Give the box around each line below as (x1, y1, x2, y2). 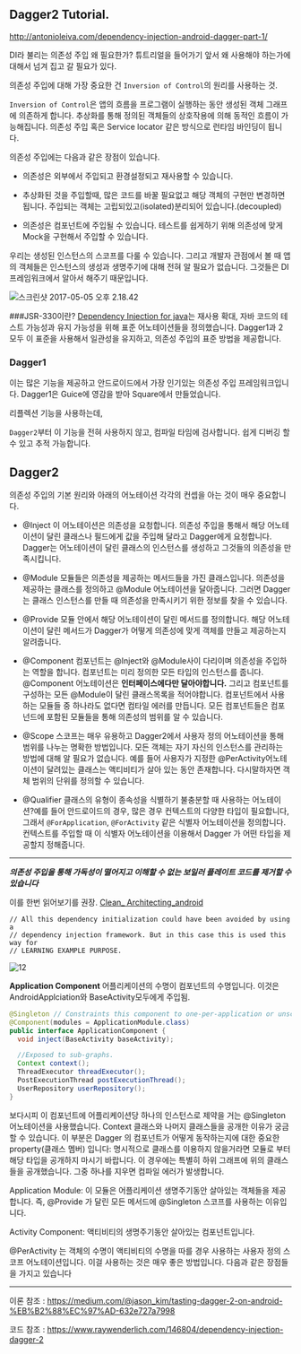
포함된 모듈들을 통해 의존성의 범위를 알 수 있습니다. (46, 711, 224, 722)
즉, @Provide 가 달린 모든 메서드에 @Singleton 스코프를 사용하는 (35, 1196, 264, 1207)
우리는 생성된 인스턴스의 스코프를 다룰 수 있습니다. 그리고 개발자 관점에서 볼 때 (9, 250, 282, 261)
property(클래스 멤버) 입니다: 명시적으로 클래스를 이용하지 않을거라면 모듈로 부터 (9, 1143, 291, 1154)
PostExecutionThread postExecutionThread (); (17, 1076, 186, 1085)
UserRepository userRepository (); (17, 1084, 146, 1093)
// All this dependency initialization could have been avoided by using (9, 915, 291, 924)
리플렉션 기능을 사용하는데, (9, 408, 103, 419)
